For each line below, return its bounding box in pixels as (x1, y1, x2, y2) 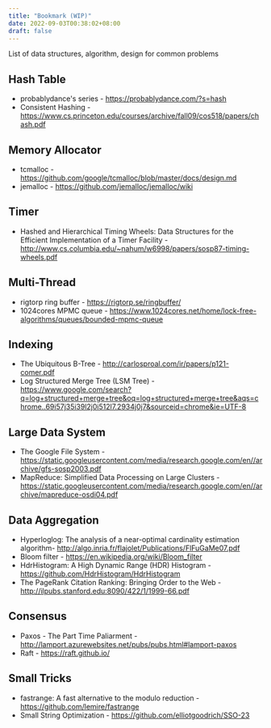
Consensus (8, 609, 67, 623)
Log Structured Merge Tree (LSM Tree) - (19, 377, 155, 386)
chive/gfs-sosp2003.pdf (19, 464, 102, 473)
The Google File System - (19, 447, 106, 457)
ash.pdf (19, 120, 46, 129)
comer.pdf (19, 368, 55, 377)
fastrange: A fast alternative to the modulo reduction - (19, 692, 200, 703)
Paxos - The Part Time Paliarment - (19, 631, 138, 641)
